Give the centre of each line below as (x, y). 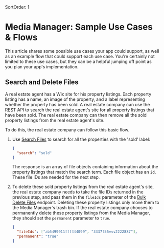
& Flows (21, 38)
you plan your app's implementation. (42, 66)
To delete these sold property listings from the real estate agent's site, (83, 187)
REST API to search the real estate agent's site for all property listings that (80, 110)
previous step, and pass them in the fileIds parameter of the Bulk (79, 197)
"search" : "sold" (35, 153)
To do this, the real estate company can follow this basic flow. (67, 129)
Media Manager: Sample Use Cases (79, 27)
